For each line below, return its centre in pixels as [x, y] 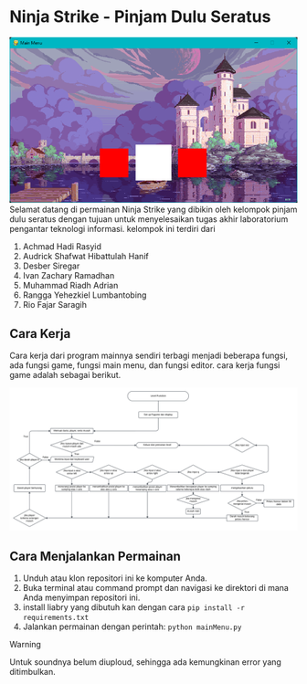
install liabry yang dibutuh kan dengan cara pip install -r [133, 607]
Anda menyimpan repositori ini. [81, 597]
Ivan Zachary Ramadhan [69, 276]
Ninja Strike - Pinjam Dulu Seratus [140, 17]
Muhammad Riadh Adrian [70, 286]
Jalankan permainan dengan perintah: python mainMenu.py [132, 626]
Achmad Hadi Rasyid [62, 247]
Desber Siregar [51, 266]
